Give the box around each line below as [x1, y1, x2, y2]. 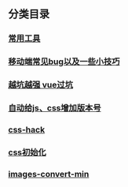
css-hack [8, 125, 46, 135]
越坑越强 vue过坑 [8, 80, 73, 91]
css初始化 [8, 147, 47, 158]
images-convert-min [8, 168, 90, 179]
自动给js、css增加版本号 [8, 103, 101, 114]
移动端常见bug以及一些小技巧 [8, 56, 120, 67]
